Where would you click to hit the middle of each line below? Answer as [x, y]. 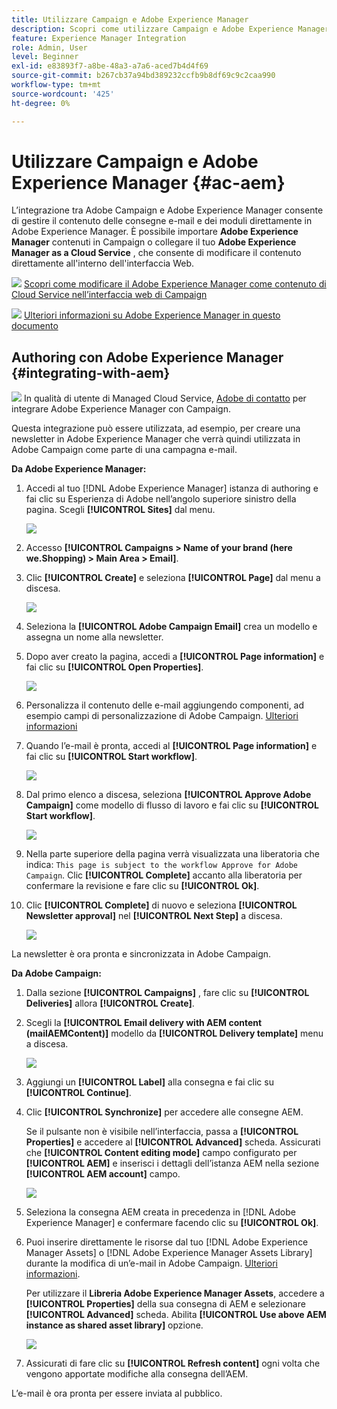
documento [35, 326]
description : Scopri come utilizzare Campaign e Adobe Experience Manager [170, 29]
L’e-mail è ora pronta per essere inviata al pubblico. [117, 1393]
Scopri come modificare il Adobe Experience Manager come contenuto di [175, 284]
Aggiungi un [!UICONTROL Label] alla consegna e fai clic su [149, 1082]
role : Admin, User [49, 47]
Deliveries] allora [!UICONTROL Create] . [110, 1003]
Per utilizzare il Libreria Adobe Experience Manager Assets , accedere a [175, 1293]
